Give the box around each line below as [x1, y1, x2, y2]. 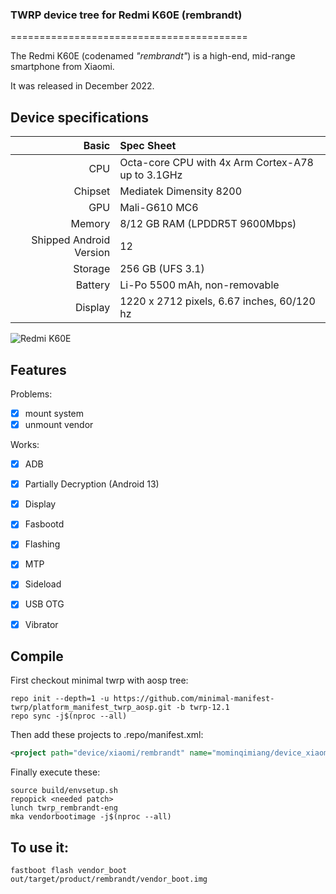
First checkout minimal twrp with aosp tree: [10, 674, 189, 687]
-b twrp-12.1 [175, 703, 230, 713]
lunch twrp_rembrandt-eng [10, 803, 118, 813]
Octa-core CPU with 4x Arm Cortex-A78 [119, 156, 314, 170]
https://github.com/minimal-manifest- [113, 694, 275, 704]
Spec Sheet [119, 139, 177, 153]
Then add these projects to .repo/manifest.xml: [10, 729, 204, 741]
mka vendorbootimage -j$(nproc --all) [10, 812, 172, 822]
